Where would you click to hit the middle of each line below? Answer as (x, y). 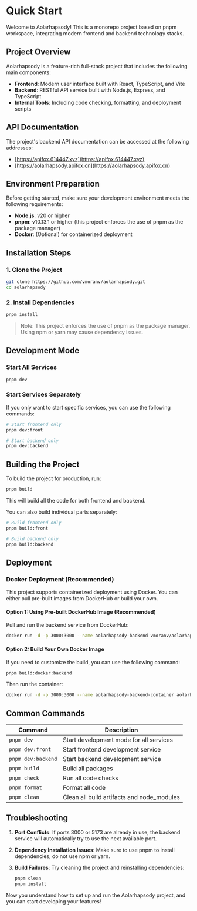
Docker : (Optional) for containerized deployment (74, 234)
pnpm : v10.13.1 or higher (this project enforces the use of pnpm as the (99, 222)
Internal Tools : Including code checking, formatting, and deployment (98, 102)
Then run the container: (35, 684)
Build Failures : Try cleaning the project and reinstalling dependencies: (99, 867)
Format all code (84, 788)
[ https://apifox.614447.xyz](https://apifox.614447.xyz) (79, 159)
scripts (23, 109)
